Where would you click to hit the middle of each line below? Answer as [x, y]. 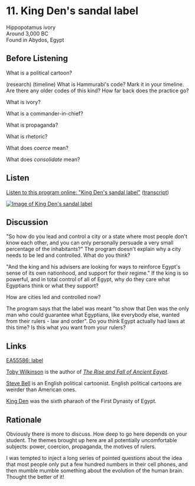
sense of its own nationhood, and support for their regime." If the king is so [97, 273]
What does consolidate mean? [43, 159]
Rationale [24, 419]
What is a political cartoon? [39, 73]
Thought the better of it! [35, 477]
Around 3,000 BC [27, 33]
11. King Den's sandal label [72, 11]
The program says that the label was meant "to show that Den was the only [97, 308]
